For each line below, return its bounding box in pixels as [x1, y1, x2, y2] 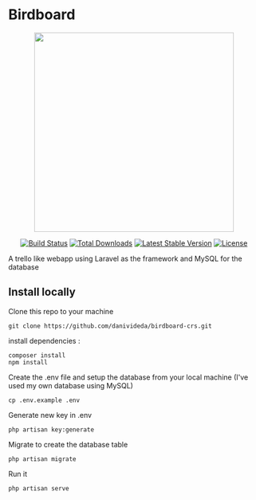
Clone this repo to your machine [8, 306, 114, 316]
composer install [8, 351, 66, 360]
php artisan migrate [8, 455, 77, 463]
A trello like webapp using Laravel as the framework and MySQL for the [8, 254, 242, 263]
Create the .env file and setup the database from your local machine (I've [8, 372, 249, 382]
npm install [8, 358, 48, 366]
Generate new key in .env [8, 410, 93, 419]
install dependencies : [8, 336, 81, 345]
